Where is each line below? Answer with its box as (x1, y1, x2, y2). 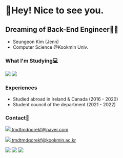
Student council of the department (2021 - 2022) (12, 101, 116, 107)
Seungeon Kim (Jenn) (12, 38, 59, 45)
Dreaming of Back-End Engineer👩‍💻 (5, 25, 119, 34)
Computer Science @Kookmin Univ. (12, 44, 89, 50)
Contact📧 (5, 114, 30, 121)
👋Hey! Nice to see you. (5, 5, 104, 16)
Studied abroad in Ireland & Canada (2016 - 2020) (12, 96, 118, 102)
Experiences (5, 84, 37, 91)
